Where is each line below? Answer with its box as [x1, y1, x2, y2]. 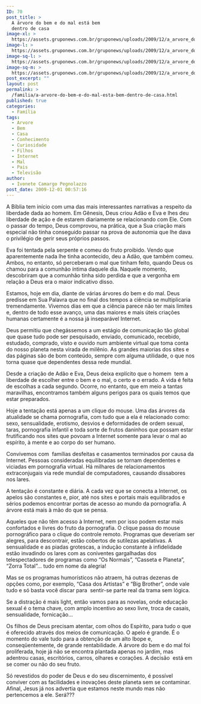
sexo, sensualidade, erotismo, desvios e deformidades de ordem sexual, [6, 420, 185, 427]
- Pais [11, 164, 28, 170]
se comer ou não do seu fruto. [6, 660, 81, 668]
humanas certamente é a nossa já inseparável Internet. [6, 315, 142, 322]
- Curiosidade [11, 142, 47, 148]
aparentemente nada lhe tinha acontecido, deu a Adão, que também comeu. [6, 252, 194, 260]
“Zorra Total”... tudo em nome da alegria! [6, 562, 106, 570]
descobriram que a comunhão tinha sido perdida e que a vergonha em [6, 271, 180, 278]
